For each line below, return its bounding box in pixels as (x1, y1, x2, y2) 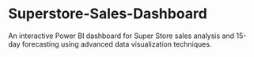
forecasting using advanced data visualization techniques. (22, 39, 212, 48)
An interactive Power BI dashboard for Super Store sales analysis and (8, 31, 235, 40)
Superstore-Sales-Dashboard (8, 5, 207, 23)
